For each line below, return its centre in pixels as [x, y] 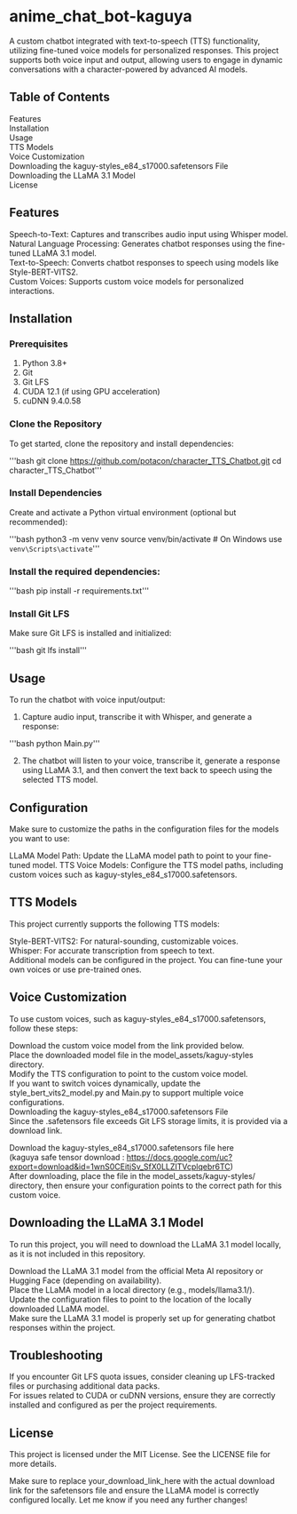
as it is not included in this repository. [78, 1254]
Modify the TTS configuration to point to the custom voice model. [129, 1073]
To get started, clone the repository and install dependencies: [121, 443]
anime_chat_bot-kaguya [101, 16]
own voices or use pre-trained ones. [75, 969]
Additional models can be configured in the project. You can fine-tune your [146, 960]
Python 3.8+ [45, 363]
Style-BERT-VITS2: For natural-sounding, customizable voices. [124, 941]
